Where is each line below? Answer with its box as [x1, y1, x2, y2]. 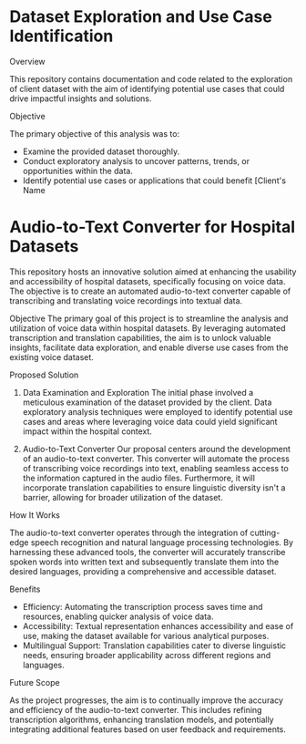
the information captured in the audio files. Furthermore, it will [22, 472, 255, 483]
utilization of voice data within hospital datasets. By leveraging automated [9, 322, 286, 334]
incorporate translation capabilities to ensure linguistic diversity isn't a [22, 481, 286, 493]
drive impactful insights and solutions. [9, 93, 152, 104]
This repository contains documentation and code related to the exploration [9, 73, 293, 84]
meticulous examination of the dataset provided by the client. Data [22, 397, 272, 408]
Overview [9, 56, 46, 67]
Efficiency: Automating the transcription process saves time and [22, 601, 263, 612]
